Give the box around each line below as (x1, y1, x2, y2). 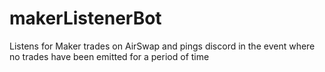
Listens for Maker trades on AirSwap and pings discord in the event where (9, 40, 316, 52)
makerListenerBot (9, 7, 162, 30)
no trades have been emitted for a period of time (9, 50, 210, 62)
